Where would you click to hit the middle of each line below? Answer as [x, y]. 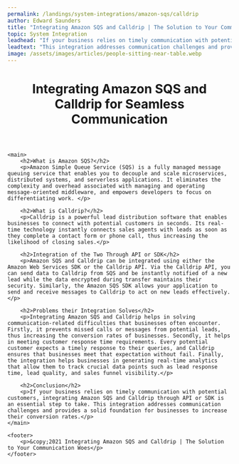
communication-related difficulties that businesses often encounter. [114, 324]
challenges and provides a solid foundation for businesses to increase [117, 411]
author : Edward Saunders [44, 21]
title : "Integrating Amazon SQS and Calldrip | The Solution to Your [113, 27]
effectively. [211, 292]
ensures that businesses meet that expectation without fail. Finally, [116, 355]
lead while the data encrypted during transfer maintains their [105, 280]
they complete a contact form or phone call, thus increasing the [108, 236]
